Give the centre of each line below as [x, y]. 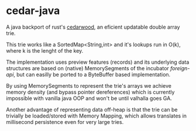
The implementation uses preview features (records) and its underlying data [98, 62]
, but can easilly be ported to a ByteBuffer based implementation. [92, 74]
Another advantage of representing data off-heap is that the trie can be [92, 109]
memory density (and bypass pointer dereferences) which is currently [90, 92]
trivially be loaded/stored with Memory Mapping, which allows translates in [97, 116]
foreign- [180, 68]
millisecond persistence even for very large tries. [65, 122]
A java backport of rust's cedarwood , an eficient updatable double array [93, 27]
